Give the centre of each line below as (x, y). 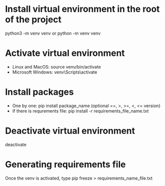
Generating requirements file (66, 164)
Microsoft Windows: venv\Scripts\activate (55, 72)
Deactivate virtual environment (70, 131)
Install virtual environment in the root (82, 9)
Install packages (39, 92)
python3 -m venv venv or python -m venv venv (53, 33)
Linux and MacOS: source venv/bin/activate (56, 67)
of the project (33, 19)
